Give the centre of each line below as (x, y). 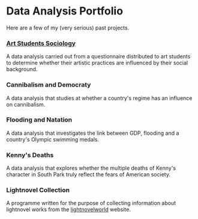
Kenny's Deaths (30, 155)
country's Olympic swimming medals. (53, 139)
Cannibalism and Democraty (49, 85)
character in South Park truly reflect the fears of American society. (88, 174)
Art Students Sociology (41, 43)
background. (22, 69)
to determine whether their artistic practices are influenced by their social (97, 63)
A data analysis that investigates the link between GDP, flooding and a (93, 133)
